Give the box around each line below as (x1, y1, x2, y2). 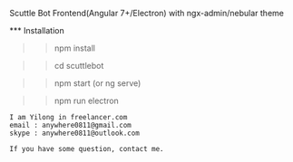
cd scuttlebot (54, 61, 104, 71)
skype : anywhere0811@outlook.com (9, 129, 141, 138)
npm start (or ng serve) (54, 78, 142, 89)
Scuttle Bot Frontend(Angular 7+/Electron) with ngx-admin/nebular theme (9, 8, 284, 18)
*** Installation (9, 25, 65, 35)
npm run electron (54, 95, 120, 106)
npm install (54, 43, 95, 53)
